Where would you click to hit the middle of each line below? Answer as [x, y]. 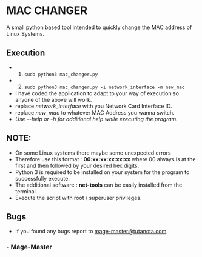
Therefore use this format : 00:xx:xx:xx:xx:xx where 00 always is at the [105, 159]
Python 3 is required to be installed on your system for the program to [102, 172]
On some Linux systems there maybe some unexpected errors [93, 153]
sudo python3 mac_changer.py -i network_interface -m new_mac [104, 87]
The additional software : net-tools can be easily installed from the [99, 185]
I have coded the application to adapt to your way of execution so [97, 93]
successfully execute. [42, 178]
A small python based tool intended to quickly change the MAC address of [99, 27]
